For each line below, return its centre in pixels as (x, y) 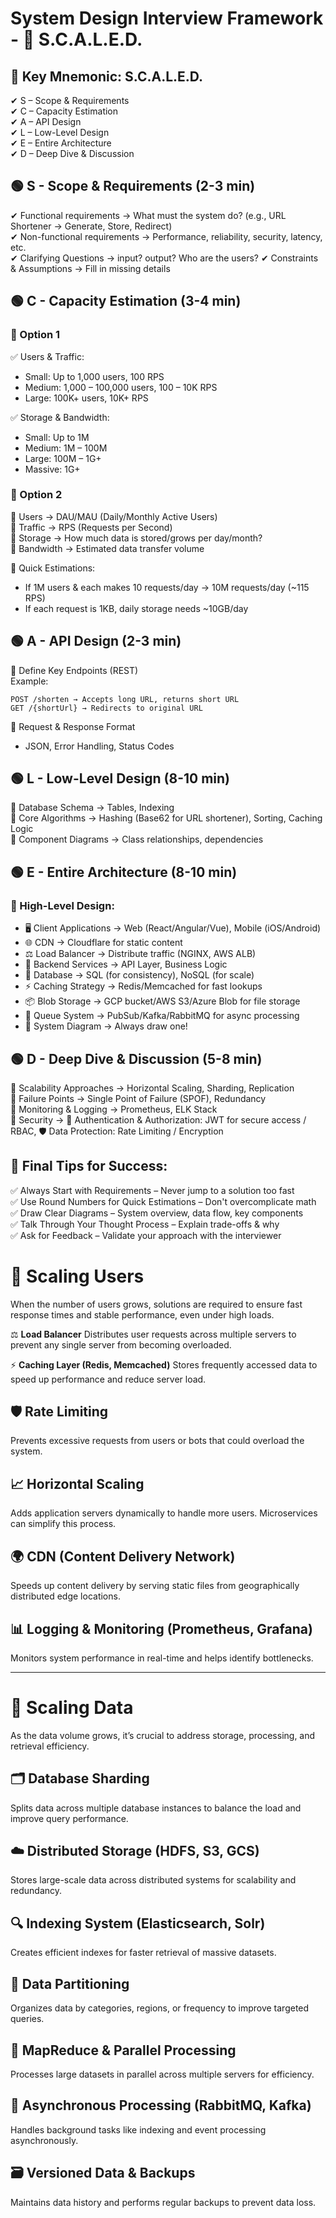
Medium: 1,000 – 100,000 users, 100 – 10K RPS (121, 387)
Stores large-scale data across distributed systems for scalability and (153, 1880)
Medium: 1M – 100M (66, 448)
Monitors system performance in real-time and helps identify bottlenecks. (162, 1658)
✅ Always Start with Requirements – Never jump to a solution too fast (152, 1190)
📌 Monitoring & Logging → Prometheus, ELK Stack (114, 1109)
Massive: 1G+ (52, 469)
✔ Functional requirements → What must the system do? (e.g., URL (148, 215)
